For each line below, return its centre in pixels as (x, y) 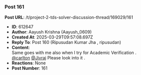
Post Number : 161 (29, 68)
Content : (21, 48)
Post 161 (15, 7)
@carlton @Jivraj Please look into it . (48, 58)
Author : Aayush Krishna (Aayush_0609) (52, 32)
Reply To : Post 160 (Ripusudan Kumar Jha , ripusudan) (66, 42)
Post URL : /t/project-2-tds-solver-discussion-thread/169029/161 (69, 18)
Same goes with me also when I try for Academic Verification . (74, 53)
